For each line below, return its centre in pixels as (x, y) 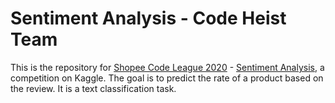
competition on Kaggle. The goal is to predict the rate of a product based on (167, 78)
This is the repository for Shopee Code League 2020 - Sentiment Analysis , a (167, 67)
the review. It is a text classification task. (93, 88)
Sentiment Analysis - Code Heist (148, 18)
